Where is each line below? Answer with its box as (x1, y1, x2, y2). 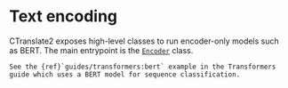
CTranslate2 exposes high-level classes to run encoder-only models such (9, 36, 280, 46)
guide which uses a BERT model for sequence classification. (9, 69, 241, 79)
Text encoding (9, 6, 118, 27)
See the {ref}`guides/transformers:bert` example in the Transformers (9, 62, 276, 71)
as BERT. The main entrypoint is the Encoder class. (9, 44, 194, 55)
